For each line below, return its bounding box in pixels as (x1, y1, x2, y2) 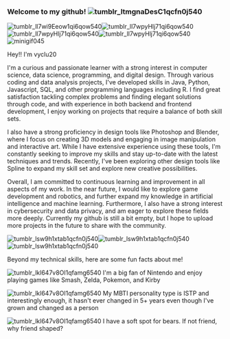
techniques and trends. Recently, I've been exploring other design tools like (7, 157, 220, 165)
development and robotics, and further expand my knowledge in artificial (7, 192, 214, 200)
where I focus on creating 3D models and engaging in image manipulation (7, 135, 216, 143)
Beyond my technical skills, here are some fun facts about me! (7, 255, 183, 264)
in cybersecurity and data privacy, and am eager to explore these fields (7, 207, 209, 215)
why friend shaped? (7, 325, 64, 333)
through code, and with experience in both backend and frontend (7, 100, 192, 108)
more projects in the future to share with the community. (7, 222, 167, 230)
